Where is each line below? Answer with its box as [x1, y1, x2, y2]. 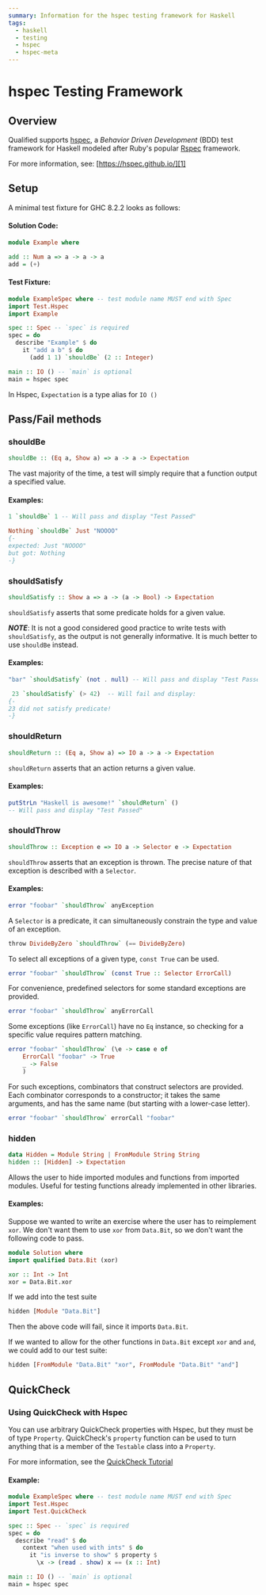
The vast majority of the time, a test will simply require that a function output [8, 469, 257, 478]
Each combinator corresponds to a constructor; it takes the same [8, 1090, 220, 1100]
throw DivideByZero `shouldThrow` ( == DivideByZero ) [8, 939, 186, 947]
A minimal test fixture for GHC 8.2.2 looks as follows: [8, 203, 180, 212]
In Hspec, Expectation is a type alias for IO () [8, 389, 158, 399]
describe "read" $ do [15, 1536, 87, 1544]
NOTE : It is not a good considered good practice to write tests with [8, 623, 226, 633]
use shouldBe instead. [8, 640, 79, 649]
